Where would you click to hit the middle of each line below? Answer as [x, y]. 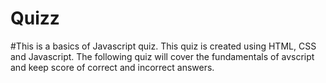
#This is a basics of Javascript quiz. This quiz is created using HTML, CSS [163, 46]
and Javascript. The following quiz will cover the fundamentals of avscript [162, 56]
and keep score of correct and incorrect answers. [112, 67]
